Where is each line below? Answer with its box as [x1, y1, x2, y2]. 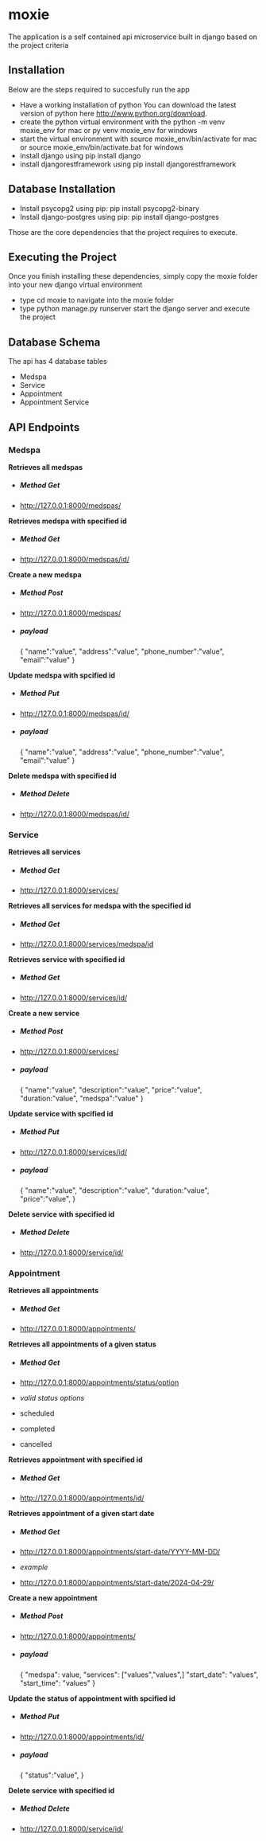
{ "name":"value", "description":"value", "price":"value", [19, 1085, 202, 1094]
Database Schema [8, 335, 101, 349]
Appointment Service [19, 397, 90, 407]
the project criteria [8, 40, 69, 49]
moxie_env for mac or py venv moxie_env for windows [19, 125, 198, 135]
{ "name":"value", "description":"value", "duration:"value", [19, 1185, 210, 1195]
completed [19, 1424, 56, 1433]
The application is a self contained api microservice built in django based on [8, 32, 258, 41]
